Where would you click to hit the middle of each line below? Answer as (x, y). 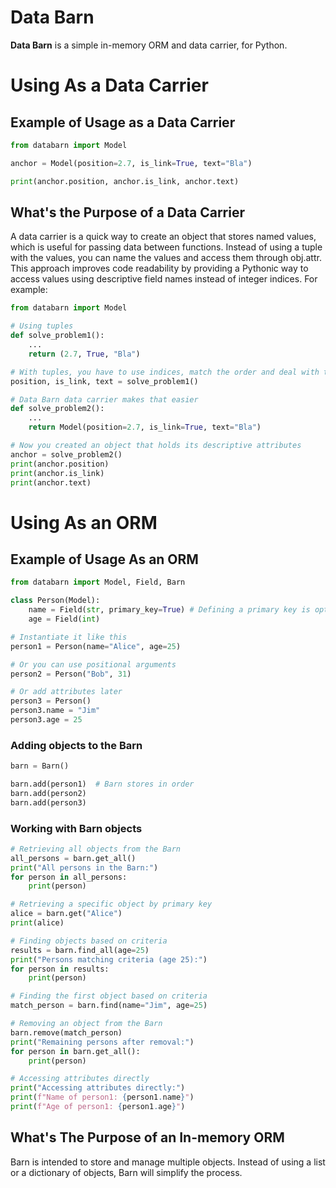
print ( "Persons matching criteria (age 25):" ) (109, 959)
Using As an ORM (84, 522)
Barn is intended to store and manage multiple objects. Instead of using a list (168, 1162)
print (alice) (37, 923)
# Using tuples (42, 326)
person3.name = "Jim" (55, 711)
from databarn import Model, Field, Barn (98, 582)
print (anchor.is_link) (57, 473)
